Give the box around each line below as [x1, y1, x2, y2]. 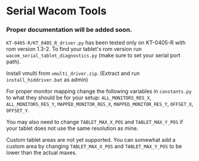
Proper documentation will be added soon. [6, 26, 133, 34]
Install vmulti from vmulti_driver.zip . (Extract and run [6, 70, 140, 77]
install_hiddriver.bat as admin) [6, 76, 88, 83]
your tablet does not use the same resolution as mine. [6, 124, 139, 132]
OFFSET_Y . [6, 107, 30, 114]
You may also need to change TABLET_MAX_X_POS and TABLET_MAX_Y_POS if [6, 119, 183, 126]
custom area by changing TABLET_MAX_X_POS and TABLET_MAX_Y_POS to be [6, 142, 182, 150]
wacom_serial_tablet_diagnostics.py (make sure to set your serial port [6, 52, 180, 59]
